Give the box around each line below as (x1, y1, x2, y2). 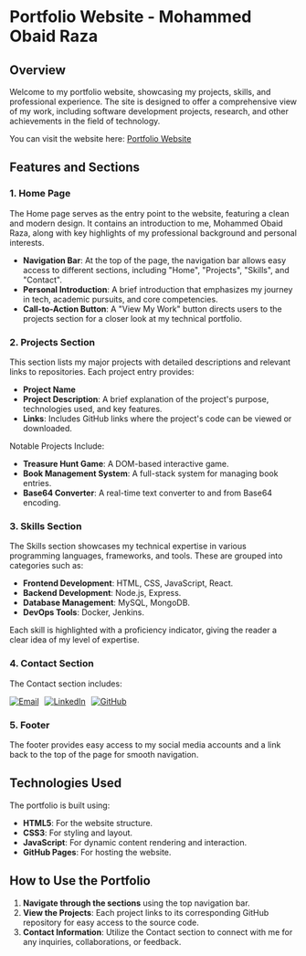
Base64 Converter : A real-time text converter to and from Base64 (22, 487, 272, 498)
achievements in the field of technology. (9, 116, 161, 126)
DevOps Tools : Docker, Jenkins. (22, 607, 144, 618)
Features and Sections (9, 160, 140, 175)
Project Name (22, 384, 76, 395)
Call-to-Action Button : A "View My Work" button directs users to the (22, 303, 282, 314)
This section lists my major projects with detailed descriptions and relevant (9, 356, 290, 367)
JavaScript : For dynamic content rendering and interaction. (22, 836, 248, 847)
